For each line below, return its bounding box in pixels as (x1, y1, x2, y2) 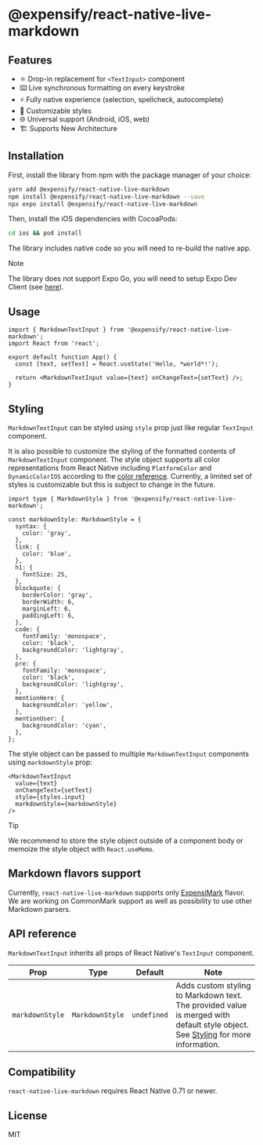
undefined (131, 1010, 168, 1019)
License (8, 1109, 48, 1122)
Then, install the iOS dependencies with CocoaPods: (8, 214, 178, 224)
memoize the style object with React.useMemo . (8, 844, 155, 853)
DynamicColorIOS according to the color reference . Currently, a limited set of (8, 471, 252, 480)
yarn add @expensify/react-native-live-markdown (8, 185, 170, 193)
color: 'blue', (22, 549, 72, 558)
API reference (8, 928, 77, 941)
